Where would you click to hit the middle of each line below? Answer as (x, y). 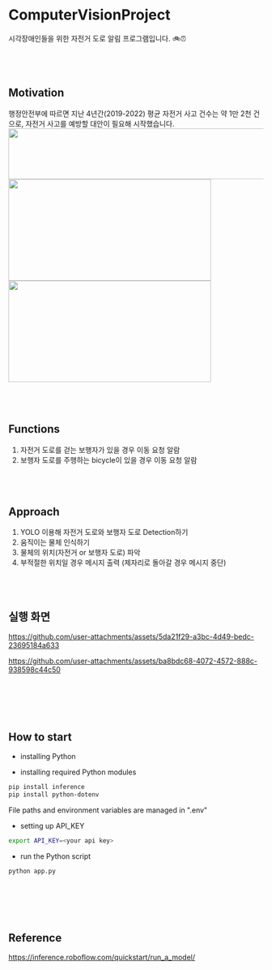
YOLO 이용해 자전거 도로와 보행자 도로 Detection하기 (104, 532)
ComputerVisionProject (89, 15)
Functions (34, 429)
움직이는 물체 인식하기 (55, 542)
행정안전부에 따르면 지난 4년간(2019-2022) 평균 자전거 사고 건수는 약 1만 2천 (130, 113)
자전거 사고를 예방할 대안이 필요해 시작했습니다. (100, 123)
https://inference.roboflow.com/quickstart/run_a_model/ (102, 957)
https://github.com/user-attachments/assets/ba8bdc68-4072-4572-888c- (133, 661)
